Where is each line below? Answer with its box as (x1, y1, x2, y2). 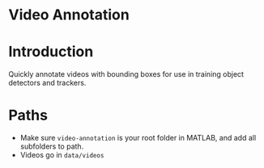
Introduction (8, 43, 94, 61)
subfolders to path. (19, 141, 84, 151)
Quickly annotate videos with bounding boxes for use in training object (8, 69, 245, 79)
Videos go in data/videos (19, 150, 104, 160)
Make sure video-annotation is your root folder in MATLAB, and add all (19, 133, 257, 143)
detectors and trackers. (8, 78, 87, 88)
